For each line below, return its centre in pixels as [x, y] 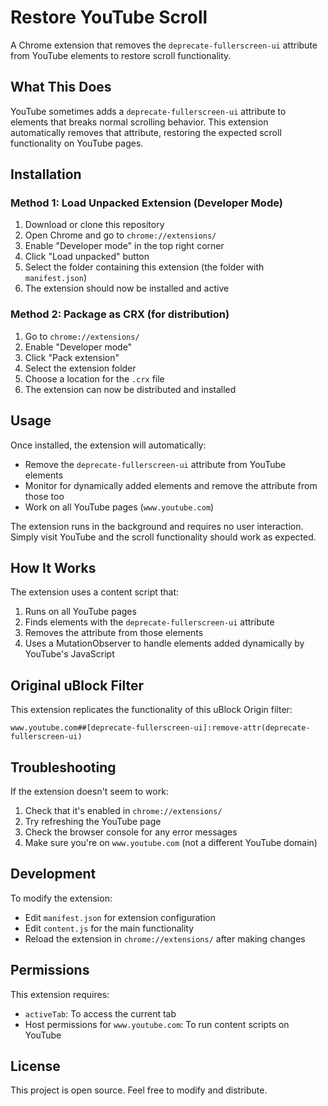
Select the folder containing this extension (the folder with [144, 267]
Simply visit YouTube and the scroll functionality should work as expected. [163, 537]
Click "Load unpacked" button [87, 257]
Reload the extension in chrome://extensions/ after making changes [165, 938]
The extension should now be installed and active [127, 288]
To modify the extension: [61, 898]
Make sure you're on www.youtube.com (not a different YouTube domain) [171, 842]
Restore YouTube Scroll [109, 17]
